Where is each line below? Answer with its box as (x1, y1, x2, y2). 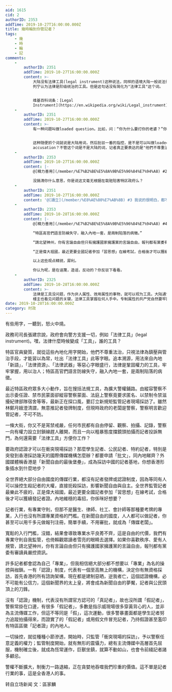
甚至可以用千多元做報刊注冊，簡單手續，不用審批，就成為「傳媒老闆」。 (5, 519, 156, 525)
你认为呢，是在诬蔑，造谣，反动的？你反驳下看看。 (32, 268, 124, 273)
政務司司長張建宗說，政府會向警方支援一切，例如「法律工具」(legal (5, 332, 147, 337)
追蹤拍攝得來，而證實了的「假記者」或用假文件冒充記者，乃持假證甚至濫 (9, 616, 162, 622)
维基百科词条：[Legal (32, 98, 74, 103)
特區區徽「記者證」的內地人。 (9, 623, 73, 629)
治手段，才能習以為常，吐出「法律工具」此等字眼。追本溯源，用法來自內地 (5, 355, 162, 361)
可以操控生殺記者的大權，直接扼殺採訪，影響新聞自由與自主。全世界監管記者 (5, 483, 167, 488)
